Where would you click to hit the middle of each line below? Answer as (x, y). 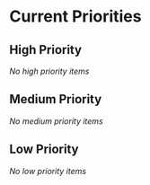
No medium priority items (56, 121)
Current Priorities (75, 17)
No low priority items (48, 171)
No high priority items (49, 71)
